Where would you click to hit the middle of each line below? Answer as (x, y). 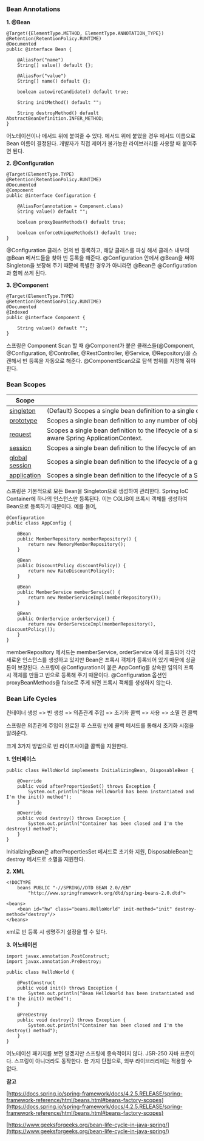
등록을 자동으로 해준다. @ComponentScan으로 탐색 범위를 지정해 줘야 (112, 361)
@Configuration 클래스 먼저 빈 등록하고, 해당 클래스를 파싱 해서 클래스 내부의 (98, 250)
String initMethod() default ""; (59, 103)
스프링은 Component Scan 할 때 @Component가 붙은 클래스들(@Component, (100, 346)
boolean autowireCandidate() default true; (73, 92)
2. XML (15, 871)
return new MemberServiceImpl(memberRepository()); (95, 598)
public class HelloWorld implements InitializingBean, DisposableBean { (100, 770)
